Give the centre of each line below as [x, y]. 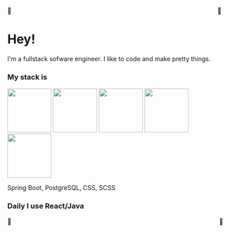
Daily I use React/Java [46, 206]
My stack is [27, 77]
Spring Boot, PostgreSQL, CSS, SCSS [62, 188]
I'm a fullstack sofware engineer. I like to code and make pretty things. [109, 58]
